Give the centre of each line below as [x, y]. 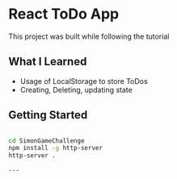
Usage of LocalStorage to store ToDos [84, 81]
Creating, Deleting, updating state [76, 89]
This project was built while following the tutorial [89, 36]
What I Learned [48, 62]
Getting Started [48, 115]
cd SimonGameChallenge [46, 141]
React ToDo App [64, 14]
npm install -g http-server [56, 148]
